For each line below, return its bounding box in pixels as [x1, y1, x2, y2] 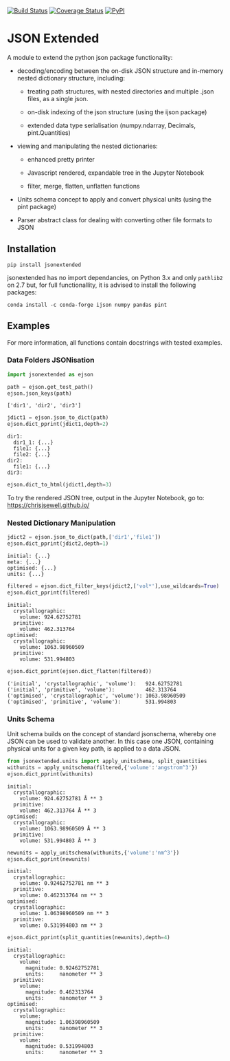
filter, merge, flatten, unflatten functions [27, 182, 140, 190]
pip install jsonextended [7, 261, 81, 268]
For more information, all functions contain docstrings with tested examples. [7, 338, 223, 347]
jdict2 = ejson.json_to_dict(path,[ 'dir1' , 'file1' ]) [7, 534, 161, 541]
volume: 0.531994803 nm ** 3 [19, 922, 103, 929]
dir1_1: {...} [13, 439, 54, 447]
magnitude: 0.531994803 [25, 1043, 94, 1050]
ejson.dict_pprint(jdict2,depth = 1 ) [7, 540, 109, 547]
